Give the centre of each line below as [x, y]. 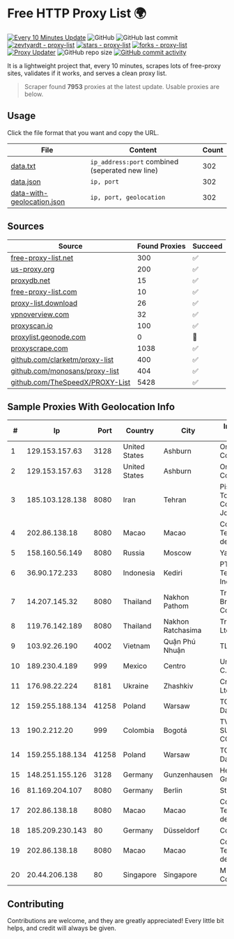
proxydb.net [31, 281]
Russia [134, 553]
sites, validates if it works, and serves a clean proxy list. [87, 73]
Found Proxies [161, 246]
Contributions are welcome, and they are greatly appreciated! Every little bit [116, 921]
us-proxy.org [33, 269]
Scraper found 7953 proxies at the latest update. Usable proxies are [122, 86]
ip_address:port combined [134, 161]
